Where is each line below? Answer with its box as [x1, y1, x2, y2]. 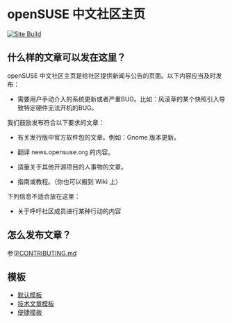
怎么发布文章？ [7, 229, 72, 241]
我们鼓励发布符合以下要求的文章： [7, 118, 105, 126]
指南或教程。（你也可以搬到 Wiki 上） [17, 177, 122, 185]
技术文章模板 [17, 299, 54, 308]
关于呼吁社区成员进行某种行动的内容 [17, 206, 122, 215]
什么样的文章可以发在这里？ [7, 51, 126, 63]
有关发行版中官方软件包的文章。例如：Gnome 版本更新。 [17, 133, 181, 141]
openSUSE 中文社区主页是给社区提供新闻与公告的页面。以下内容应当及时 [7, 71, 217, 80]
